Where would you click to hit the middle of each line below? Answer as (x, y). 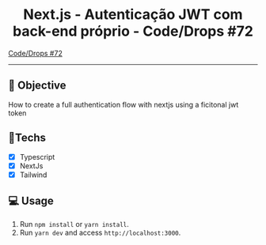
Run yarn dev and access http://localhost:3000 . (100, 232)
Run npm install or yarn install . (74, 224)
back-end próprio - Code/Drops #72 (133, 31)
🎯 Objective (37, 86)
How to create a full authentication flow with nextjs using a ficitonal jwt (123, 104)
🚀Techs (27, 138)
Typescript (37, 156)
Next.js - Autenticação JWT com (133, 15)
